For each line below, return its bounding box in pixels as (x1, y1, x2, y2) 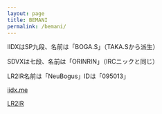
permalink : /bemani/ (7, 23, 67, 30)
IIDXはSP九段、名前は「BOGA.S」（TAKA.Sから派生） (7, 43, 159, 51)
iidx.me (7, 86, 28, 94)
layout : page (7, 10, 45, 17)
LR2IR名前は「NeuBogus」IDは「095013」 (7, 72, 129, 80)
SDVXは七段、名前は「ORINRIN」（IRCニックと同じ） (7, 57, 159, 66)
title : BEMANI (7, 17, 48, 23)
